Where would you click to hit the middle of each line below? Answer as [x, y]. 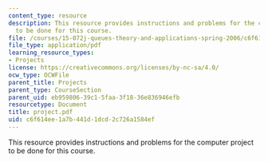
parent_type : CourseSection [55, 90]
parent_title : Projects [48, 82]
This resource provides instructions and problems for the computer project [131, 142]
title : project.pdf [41, 113]
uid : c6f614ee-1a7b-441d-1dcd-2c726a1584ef [82, 120]
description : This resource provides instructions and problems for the [132, 23]
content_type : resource [48, 16]
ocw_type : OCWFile [39, 75]
